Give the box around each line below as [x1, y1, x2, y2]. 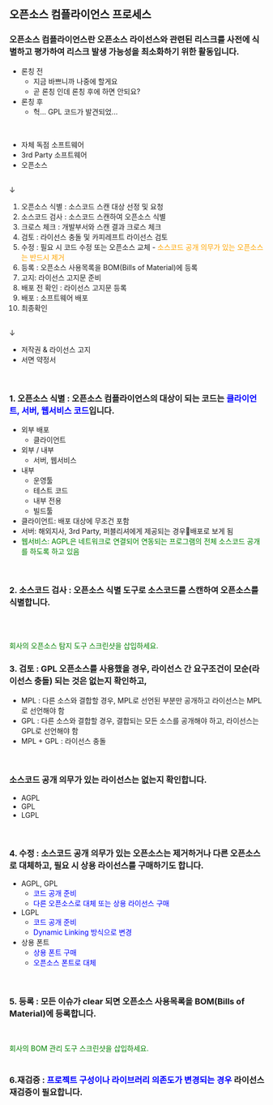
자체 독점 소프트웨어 [20, 140, 84, 149]
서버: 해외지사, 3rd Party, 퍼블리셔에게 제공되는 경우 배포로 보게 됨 [20, 526, 234, 535]
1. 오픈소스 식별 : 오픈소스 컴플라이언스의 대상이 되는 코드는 [9, 393, 225, 404]
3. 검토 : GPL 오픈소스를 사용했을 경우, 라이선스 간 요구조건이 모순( [9, 664, 252, 675]
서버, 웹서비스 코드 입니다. [20, 405, 115, 416]
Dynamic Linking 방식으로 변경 [32, 927, 132, 937]
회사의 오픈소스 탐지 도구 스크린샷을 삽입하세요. [9, 641, 159, 651]
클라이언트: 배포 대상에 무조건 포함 [20, 516, 130, 526]
